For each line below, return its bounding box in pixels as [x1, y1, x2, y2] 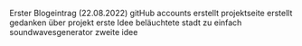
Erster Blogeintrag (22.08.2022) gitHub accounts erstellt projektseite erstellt [9, 8, 293, 18]
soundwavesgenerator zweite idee [9, 27, 138, 37]
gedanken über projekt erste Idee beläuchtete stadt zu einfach [9, 17, 242, 28]
